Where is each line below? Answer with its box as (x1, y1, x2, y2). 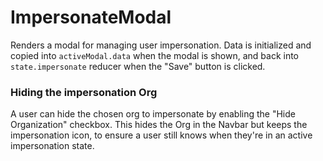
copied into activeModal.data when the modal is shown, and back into (10, 49, 299, 61)
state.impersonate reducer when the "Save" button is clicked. (10, 60, 266, 72)
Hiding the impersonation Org (10, 85, 158, 99)
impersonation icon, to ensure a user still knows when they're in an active (10, 129, 313, 141)
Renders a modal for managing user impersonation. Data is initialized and (10, 39, 312, 51)
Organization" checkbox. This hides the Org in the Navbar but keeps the (10, 119, 308, 131)
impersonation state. (10, 140, 95, 152)
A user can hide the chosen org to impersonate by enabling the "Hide (10, 108, 296, 120)
